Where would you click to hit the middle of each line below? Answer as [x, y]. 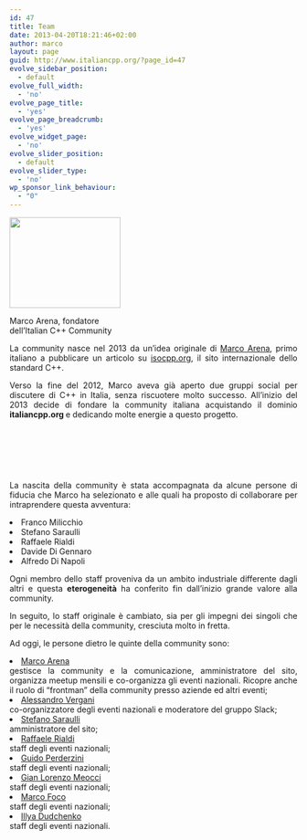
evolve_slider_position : [57, 153]
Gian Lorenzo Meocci [62, 777]
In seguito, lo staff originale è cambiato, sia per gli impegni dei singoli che [153, 616]
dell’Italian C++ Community [61, 331]
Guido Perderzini [53, 758]
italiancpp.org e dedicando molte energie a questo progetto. [124, 415]
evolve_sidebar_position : [58, 69]
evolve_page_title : [47, 103]
